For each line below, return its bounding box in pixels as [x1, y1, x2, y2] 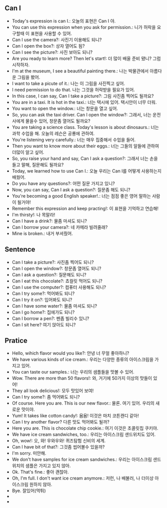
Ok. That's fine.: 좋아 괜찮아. [11, 469, 69, 475]
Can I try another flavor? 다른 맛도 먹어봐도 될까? [11, 419, 109, 425]
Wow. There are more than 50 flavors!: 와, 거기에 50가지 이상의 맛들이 [11, 375, 152, 381]
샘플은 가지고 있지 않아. [25, 462, 71, 469]
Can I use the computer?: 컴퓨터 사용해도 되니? [11, 284, 106, 290]
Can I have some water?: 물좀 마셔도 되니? [11, 302, 97, 309]
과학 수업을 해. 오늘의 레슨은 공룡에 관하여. [11, 130, 95, 136]
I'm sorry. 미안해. [11, 450, 46, 456]
